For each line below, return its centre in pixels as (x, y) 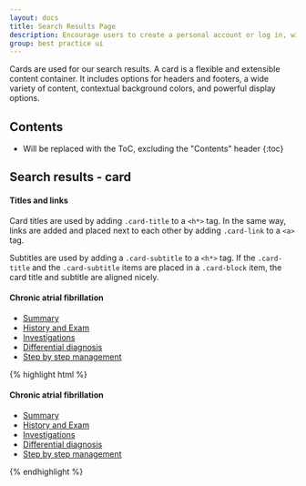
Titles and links (39, 200)
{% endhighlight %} (46, 472)
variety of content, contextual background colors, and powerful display (143, 88)
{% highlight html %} (49, 374)
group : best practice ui (56, 43)
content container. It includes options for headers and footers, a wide (139, 79)
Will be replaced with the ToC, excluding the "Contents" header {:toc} (153, 149)
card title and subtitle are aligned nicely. (84, 277)
